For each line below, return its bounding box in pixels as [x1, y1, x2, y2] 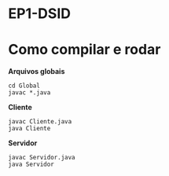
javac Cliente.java [8, 118, 72, 126]
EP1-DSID [8, 5, 71, 23]
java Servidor [8, 160, 55, 169]
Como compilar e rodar [8, 41, 161, 59]
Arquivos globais [8, 67, 65, 76]
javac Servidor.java [8, 154, 76, 162]
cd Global [8, 82, 41, 90]
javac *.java [8, 89, 51, 97]
